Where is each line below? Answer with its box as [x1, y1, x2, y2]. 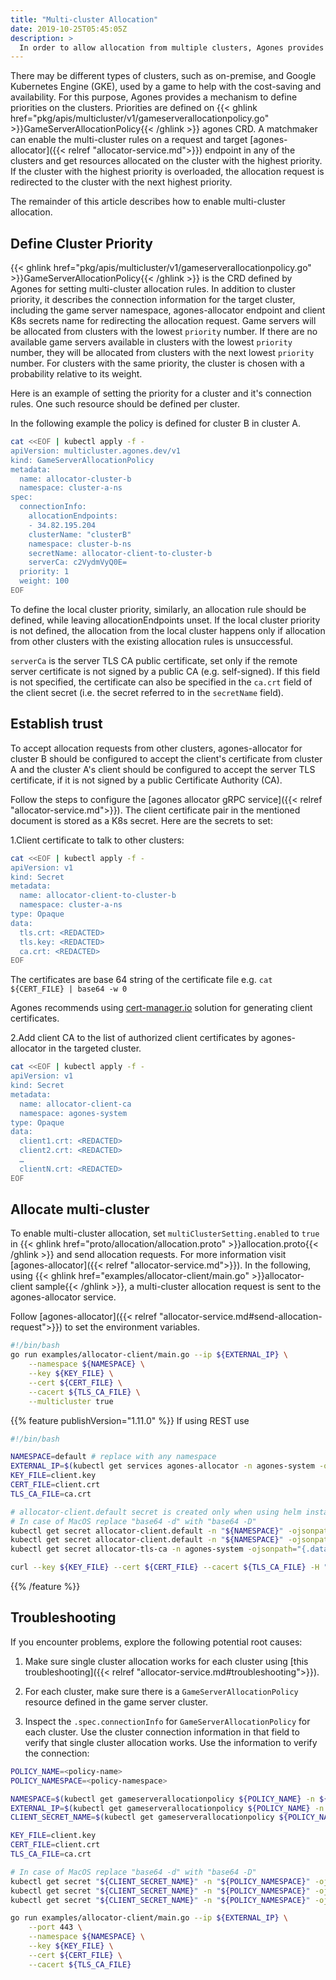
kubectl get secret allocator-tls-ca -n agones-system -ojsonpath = [10, 1544, 298, 1555]
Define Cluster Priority [10, 235, 153, 252]
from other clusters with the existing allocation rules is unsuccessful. [10, 635, 294, 647]
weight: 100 [19, 576, 70, 586]
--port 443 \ [28, 1922, 83, 1933]
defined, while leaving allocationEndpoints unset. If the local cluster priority [10, 614, 321, 626]
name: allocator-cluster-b [19, 474, 132, 484]
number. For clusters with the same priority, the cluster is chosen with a [10, 357, 305, 370]
